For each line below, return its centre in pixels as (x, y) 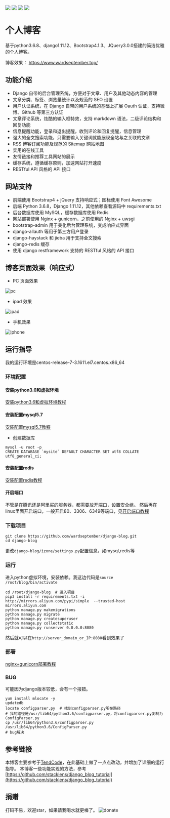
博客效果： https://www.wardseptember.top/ (52, 62)
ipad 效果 (22, 302)
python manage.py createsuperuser (42, 619)
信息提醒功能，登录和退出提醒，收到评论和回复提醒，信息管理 (77, 131)
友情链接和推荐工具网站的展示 (44, 156)
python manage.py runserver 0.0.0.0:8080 (50, 628)
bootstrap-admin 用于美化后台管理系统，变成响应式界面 (71, 225)
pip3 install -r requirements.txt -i (45, 597)
